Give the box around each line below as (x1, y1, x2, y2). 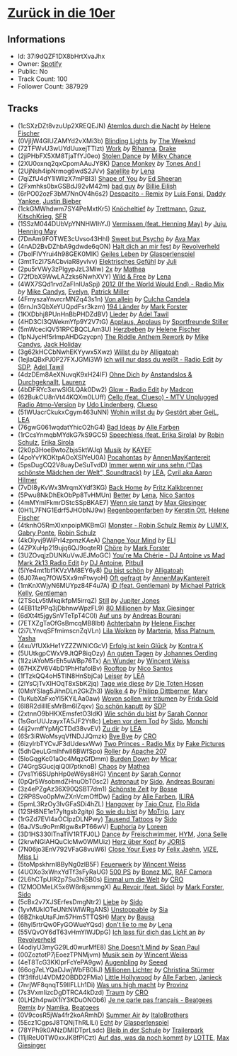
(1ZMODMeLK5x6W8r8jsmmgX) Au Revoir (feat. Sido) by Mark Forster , (17, 882, 225, 891)
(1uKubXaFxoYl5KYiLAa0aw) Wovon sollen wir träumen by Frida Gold (17, 694, 219, 703)
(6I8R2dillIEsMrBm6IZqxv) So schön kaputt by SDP (17, 701, 167, 710)
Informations (7, 33, 66, 45)
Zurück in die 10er (7, 5, 115, 21)
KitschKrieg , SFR (17, 211, 67, 221)
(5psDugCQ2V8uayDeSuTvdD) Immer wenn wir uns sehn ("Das (17, 460, 203, 469)
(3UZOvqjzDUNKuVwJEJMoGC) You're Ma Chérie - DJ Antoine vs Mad (17, 551, 225, 560)
